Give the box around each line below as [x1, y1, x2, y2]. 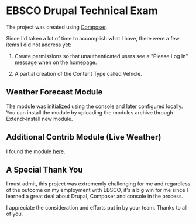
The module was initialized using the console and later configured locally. [6, 103, 183, 110]
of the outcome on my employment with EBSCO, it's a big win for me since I [6, 187, 188, 194]
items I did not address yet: [6, 41, 72, 48]
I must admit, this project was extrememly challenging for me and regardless [6, 180, 191, 187]
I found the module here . [6, 148, 66, 155]
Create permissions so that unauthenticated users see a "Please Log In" [14, 52, 188, 59]
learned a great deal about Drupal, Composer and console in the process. [6, 192, 184, 200]
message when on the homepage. [14, 59, 97, 66]
